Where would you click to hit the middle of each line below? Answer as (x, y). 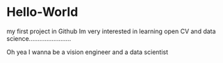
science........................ (39, 38)
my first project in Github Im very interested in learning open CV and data (111, 31)
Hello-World (42, 12)
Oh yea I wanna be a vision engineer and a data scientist (87, 52)
